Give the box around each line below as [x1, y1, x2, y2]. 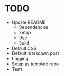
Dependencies [19, 24, 48, 30]
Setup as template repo [11, 61, 59, 67]
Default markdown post [11, 50, 59, 56]
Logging [11, 55, 29, 61]
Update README [11, 19, 46, 25]
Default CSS [11, 45, 37, 51]
